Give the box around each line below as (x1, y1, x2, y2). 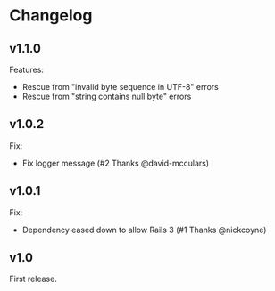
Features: (9, 64, 45, 75)
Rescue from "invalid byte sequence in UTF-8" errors (21, 82, 219, 92)
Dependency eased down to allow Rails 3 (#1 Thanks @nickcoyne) (21, 224, 267, 235)
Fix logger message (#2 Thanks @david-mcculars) (21, 158, 210, 168)
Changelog (9, 5, 93, 26)
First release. (9, 273, 58, 285)
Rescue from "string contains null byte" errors (21, 91, 192, 101)
